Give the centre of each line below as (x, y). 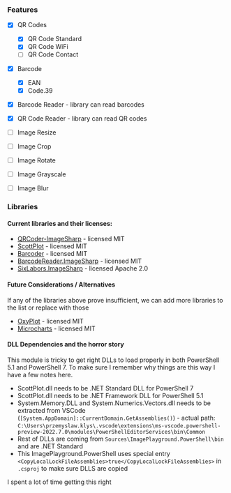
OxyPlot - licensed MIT (50, 321)
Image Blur (33, 188)
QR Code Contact (53, 54)
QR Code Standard (55, 39)
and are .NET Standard (50, 446)
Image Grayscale (42, 174)
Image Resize (37, 132)
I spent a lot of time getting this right (59, 482)
